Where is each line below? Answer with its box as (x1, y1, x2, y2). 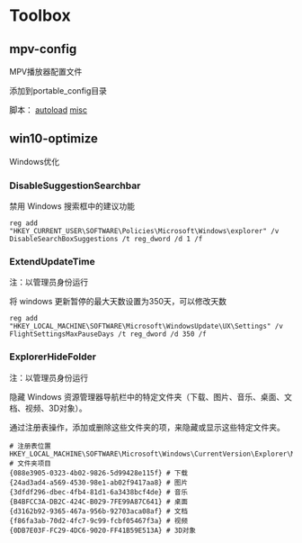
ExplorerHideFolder (9, 350, 97, 363)
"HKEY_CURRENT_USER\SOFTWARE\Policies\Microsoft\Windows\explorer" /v (9, 227, 280, 236)
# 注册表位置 (9, 441, 51, 450)
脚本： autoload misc (9, 104, 88, 115)
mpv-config (9, 41, 77, 57)
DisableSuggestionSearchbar (9, 179, 141, 192)
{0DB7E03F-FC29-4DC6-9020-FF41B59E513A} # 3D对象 (9, 526, 196, 535)
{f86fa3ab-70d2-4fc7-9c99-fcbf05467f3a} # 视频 (9, 516, 189, 525)
